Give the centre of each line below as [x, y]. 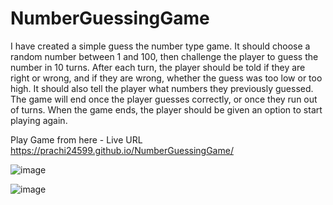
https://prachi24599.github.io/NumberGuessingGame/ [122, 150]
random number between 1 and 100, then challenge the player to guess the [164, 56]
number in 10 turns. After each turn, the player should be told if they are [158, 67]
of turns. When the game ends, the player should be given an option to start [166, 109]
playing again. [39, 120]
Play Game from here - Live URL [76, 139]
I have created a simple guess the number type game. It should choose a [160, 46]
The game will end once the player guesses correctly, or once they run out [164, 99]
